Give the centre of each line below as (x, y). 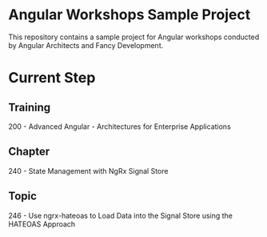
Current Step (52, 78)
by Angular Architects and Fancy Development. (86, 45)
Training (30, 107)
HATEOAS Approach (42, 224)
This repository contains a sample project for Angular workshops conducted (134, 37)
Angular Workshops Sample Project (130, 15)
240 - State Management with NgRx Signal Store (88, 171)
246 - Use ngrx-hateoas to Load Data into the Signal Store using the (121, 215)
